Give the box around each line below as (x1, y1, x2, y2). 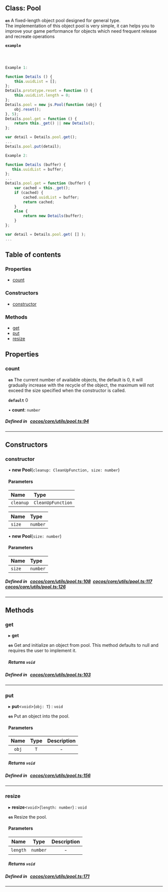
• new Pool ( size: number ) (8, 533, 61, 539)
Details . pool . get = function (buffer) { (5, 181, 91, 186)
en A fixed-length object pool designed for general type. (5, 17, 121, 23)
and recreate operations (5, 33, 55, 39)
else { (14, 209, 28, 214)
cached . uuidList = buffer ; (23, 194, 79, 200)
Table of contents (5, 251, 61, 259)
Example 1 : (5, 65, 28, 70)
